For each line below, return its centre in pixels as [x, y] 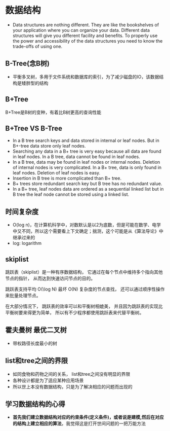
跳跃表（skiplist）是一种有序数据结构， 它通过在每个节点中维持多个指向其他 [84, 272]
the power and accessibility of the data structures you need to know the [88, 41]
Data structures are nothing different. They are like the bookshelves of [86, 25]
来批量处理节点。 [23, 295]
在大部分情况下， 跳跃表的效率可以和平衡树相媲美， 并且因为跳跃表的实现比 [84, 306]
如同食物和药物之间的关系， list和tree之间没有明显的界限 [71, 374]
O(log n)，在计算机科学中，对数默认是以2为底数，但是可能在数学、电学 [87, 225]
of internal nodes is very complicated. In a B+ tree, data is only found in [87, 167]
